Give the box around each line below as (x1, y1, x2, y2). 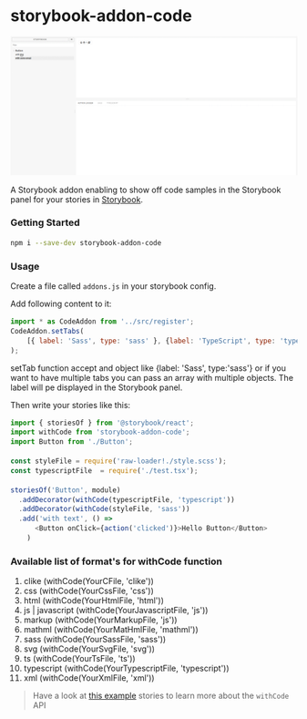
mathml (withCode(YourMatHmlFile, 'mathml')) (23, 624, 199, 635)
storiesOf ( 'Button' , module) (10, 485, 121, 495)
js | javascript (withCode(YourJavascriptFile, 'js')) (23, 605, 209, 616)
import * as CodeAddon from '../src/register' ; (10, 317, 195, 326)
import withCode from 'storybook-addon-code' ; (10, 427, 190, 437)
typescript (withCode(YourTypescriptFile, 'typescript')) (23, 663, 230, 674)
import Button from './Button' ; (10, 437, 133, 447)
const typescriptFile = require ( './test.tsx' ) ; (10, 466, 199, 475)
